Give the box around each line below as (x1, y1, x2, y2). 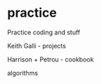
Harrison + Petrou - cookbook (7, 55, 94, 64)
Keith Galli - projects (7, 41, 67, 50)
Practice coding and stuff (7, 28, 81, 36)
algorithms (7, 69, 39, 77)
